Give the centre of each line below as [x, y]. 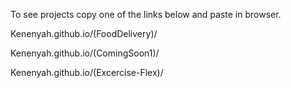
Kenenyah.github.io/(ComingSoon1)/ [85, 53]
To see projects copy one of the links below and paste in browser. [146, 14]
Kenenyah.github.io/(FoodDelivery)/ [84, 33]
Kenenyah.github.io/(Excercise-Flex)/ [87, 72]
